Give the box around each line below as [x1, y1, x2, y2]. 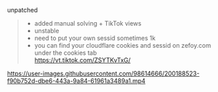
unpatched [7, 6, 38, 14]
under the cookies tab [34, 48, 97, 57]
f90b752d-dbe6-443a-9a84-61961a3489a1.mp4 [7, 77, 146, 85]
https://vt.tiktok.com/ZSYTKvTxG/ [34, 56, 131, 64]
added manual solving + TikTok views [34, 19, 141, 27]
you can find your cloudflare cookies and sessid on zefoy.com [34, 42, 212, 49]
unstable [34, 27, 60, 35]
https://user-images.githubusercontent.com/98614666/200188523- [7, 69, 200, 77]
